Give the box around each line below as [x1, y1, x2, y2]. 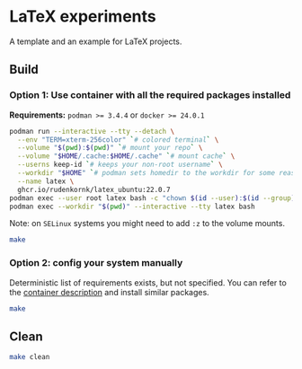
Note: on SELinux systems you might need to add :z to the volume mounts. [9, 218, 286, 229]
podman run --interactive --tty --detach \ [9, 127, 175, 136]
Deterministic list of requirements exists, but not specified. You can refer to [9, 277, 288, 288]
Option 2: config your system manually [9, 257, 183, 269]
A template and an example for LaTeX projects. [9, 36, 182, 47]
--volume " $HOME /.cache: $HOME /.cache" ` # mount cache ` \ [17, 152, 235, 161]
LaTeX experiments [9, 6, 156, 27]
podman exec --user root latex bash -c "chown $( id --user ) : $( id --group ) [9, 193, 296, 203]
